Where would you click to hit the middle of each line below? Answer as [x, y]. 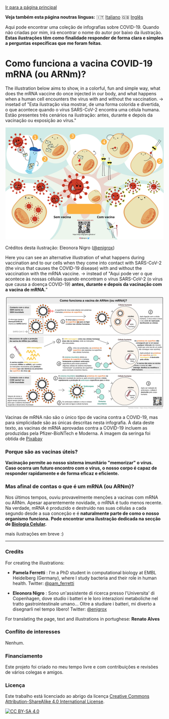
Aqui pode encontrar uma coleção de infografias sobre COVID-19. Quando [82, 27]
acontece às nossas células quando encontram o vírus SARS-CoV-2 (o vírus [84, 279]
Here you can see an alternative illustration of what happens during [75, 258]
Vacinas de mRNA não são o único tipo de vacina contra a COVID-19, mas [82, 417]
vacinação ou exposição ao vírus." [41, 120]
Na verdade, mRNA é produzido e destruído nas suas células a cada [76, 508]
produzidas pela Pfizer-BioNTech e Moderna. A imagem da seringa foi [78, 433]
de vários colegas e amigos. [34, 672]
